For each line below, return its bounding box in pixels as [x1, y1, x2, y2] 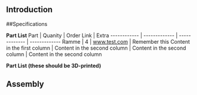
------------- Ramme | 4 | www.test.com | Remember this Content [29, 38, 190, 45]
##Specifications [6, 20, 48, 27]
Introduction [6, 5, 53, 15]
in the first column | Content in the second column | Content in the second [6, 44, 186, 51]
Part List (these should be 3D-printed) [6, 62, 101, 69]
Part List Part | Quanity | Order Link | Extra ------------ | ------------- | [6, 32, 178, 39]
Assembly [6, 79, 44, 89]
